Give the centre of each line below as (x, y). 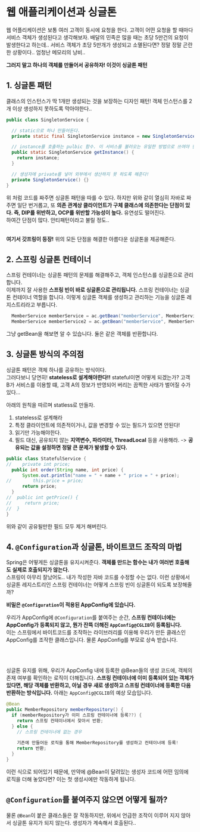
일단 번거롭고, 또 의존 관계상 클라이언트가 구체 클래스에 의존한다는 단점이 (101, 205)
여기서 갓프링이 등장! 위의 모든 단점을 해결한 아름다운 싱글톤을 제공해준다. (91, 239)
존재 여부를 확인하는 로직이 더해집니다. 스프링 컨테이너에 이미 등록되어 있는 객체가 (100, 678)
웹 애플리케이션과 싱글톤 (62, 12)
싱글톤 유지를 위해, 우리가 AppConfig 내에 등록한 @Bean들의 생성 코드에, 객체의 (99, 670)
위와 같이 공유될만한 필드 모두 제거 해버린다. (57, 526)
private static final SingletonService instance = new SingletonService (104, 136)
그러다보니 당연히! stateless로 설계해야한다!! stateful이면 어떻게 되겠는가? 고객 (98, 377)
